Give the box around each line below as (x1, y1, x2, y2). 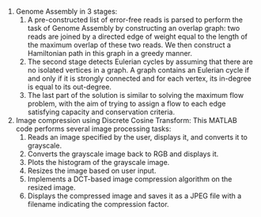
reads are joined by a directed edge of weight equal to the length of (27, 32, 248, 41)
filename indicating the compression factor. (27, 200, 169, 208)
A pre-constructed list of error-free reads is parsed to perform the (27, 15, 244, 24)
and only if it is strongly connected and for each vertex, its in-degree (27, 74, 252, 83)
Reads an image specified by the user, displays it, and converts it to (27, 133, 248, 141)
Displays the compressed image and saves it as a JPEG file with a (27, 191, 242, 200)
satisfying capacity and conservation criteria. (27, 107, 176, 117)
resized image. (27, 183, 77, 192)
